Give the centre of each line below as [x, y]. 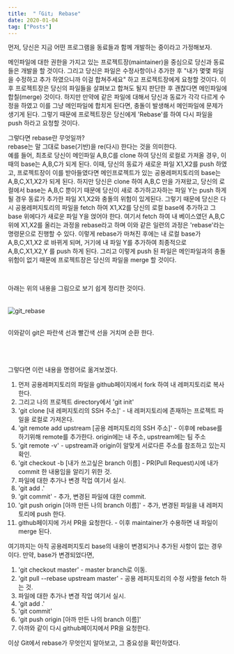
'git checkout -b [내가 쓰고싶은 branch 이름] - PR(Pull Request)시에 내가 [118, 463]
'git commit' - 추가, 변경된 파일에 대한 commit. [82, 496]
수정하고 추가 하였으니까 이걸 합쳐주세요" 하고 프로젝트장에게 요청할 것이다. [117, 79]
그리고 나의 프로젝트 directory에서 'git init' [76, 402]
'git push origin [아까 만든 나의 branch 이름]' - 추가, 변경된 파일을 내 [111, 505]
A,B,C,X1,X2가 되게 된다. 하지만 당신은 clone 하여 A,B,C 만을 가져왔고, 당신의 [113, 181]
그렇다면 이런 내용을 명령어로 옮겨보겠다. [63, 370]
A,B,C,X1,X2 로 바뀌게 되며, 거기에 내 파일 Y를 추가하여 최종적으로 [97, 243]
